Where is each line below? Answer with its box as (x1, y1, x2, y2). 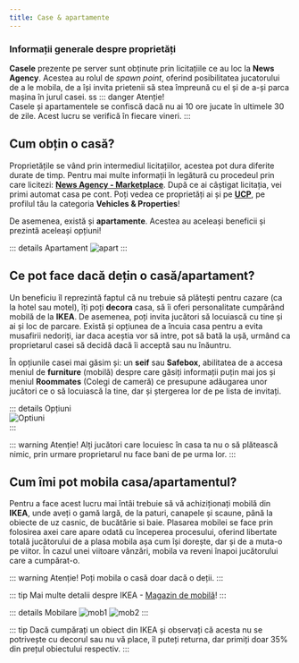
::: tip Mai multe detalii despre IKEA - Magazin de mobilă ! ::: (9, 590, 227, 600)
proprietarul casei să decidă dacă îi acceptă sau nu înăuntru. (9, 339, 232, 350)
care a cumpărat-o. (9, 556, 80, 566)
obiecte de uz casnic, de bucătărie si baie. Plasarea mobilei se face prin (9, 517, 274, 528)
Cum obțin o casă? (9, 136, 115, 152)
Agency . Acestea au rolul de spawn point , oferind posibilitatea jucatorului (9, 72, 280, 83)
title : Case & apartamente (9, 13, 110, 22)
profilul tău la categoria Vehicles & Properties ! (9, 198, 180, 208)
